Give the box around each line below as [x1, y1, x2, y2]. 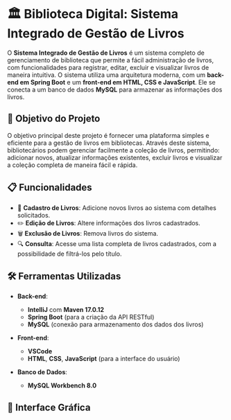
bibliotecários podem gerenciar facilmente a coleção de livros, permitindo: [7, 146, 220, 154]
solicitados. [17, 211, 51, 219]
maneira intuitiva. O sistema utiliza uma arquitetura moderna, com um [7, 71, 206, 79]
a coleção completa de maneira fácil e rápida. [7, 161, 138, 169]
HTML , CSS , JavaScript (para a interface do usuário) [27, 355, 180, 363]
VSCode [27, 347, 53, 356]
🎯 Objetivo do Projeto [7, 113, 101, 125]
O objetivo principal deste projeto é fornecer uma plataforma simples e [7, 131, 209, 139]
